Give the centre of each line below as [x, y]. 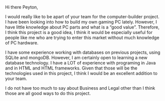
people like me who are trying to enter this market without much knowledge [82, 37]
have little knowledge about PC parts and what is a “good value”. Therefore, [82, 27]
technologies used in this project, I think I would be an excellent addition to [81, 73]
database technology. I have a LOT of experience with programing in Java [81, 63]
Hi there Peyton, [22, 7]
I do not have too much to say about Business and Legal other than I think [80, 88]
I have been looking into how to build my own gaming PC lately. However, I [81, 22]
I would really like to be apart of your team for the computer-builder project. [82, 17]
